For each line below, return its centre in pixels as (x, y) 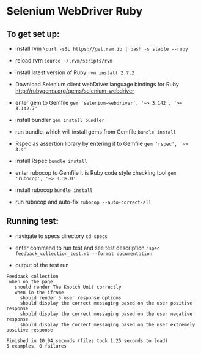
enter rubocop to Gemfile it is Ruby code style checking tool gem (96, 173)
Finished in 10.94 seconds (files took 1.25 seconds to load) (87, 341)
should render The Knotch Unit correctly (68, 287)
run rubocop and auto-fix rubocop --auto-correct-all (83, 202)
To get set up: (33, 34)
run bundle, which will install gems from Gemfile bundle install (96, 132)
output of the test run (42, 265)
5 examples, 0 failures (37, 346)
